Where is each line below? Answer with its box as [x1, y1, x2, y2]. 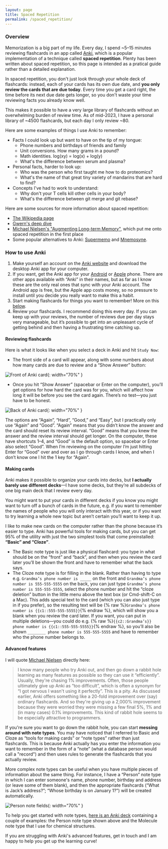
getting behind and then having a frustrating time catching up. [12, 324, 141, 330]
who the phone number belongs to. [12, 634, 85, 640]
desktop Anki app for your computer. [12, 266, 89, 272]
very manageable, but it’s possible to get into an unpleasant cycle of [12, 319, 154, 325]
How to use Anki [5, 249, 46, 256]
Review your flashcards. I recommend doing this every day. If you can [12, 308, 157, 314]
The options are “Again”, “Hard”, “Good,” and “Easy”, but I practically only [5, 417, 156, 423]
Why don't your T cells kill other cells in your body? [20, 190, 126, 196]
